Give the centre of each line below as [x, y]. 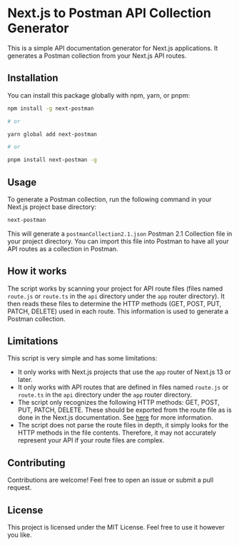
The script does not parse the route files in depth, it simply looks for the [123, 425]
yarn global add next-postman [52, 134]
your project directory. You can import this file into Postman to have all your [118, 241]
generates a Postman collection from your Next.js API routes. [97, 56]
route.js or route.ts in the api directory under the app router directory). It [116, 296]
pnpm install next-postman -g [52, 160]
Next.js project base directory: [52, 207]
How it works [37, 272]
